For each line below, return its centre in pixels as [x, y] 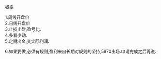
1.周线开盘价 [17, 17]
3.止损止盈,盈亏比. [23, 29]
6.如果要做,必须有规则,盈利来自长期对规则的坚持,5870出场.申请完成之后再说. [80, 51]
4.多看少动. [16, 35]
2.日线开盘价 [18, 23]
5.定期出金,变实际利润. [27, 41]
